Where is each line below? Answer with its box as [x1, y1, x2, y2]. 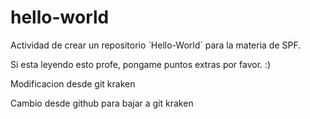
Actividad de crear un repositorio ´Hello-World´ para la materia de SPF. [10, 39, 302, 51]
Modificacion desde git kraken [10, 77, 136, 90]
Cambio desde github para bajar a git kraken [10, 97, 194, 109]
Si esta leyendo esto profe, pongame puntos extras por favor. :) [10, 58, 272, 70]
